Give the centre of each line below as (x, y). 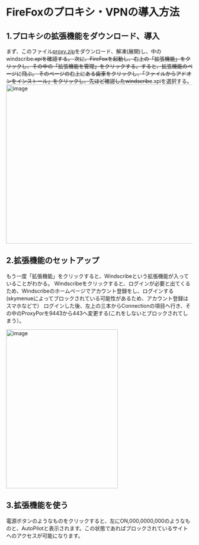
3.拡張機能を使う (37, 505)
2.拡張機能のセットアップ (53, 261)
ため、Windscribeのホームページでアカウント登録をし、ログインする (90, 291)
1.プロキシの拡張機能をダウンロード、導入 (83, 36)
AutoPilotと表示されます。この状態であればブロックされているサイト (105, 528)
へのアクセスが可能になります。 (45, 535)
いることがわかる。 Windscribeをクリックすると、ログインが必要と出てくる (98, 283)
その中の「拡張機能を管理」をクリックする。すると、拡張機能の (110, 66)
